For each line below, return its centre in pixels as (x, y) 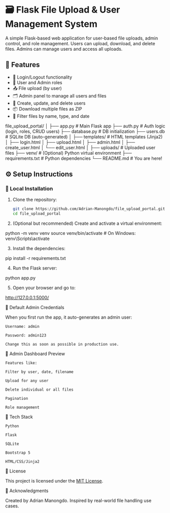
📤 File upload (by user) (37, 88)
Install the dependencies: (39, 249)
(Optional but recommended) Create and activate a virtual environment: (87, 223)
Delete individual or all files (39, 390)
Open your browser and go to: (44, 288)
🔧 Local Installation (29, 189)
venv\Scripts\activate (27, 238)
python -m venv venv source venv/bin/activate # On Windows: (71, 233)
